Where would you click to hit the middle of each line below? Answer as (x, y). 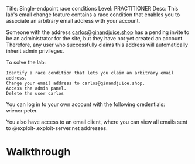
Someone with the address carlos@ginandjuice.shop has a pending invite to (98, 32)
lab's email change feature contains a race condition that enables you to (93, 15)
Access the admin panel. (36, 88)
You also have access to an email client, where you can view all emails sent (97, 122)
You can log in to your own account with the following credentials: (85, 104)
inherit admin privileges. (35, 51)
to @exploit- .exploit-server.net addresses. (57, 128)
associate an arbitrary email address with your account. (73, 21)
